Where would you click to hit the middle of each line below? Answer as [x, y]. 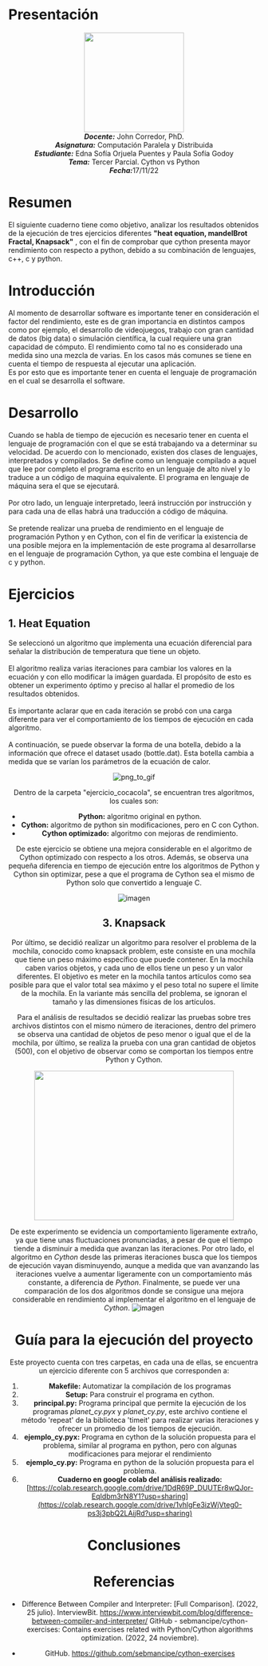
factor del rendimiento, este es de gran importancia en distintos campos [127, 321]
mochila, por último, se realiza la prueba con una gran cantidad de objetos [134, 1042]
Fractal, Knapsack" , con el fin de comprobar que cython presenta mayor [130, 242]
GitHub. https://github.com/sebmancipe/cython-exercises [140, 1653]
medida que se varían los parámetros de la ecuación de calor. [110, 761]
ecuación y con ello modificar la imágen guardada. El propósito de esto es [130, 676]
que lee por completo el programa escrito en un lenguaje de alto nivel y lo [129, 469]
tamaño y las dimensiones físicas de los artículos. [134, 1002]
